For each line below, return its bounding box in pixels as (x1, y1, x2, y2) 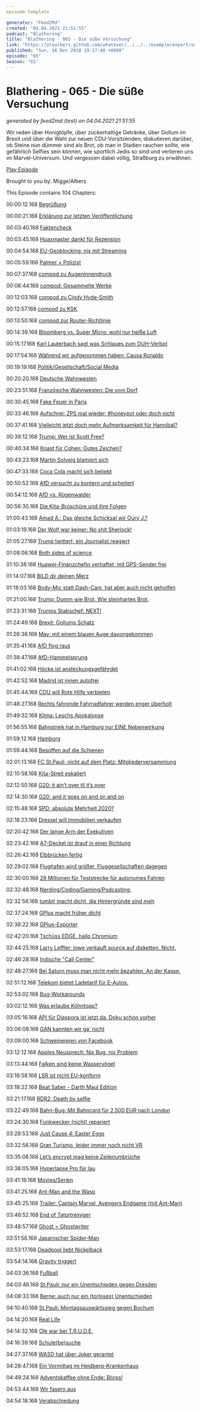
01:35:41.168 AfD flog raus (6, 642, 71, 649)
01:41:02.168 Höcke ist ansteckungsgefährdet (6, 665, 118, 672)
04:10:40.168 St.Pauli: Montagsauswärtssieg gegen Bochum (6, 1304, 154, 1311)
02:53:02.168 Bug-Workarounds (6, 990, 85, 998)
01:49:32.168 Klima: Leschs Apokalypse (6, 712, 104, 719)
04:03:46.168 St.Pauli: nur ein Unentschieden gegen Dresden (6, 1281, 157, 1288)
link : (6, 42, 20, 48)
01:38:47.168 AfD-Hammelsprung (6, 653, 88, 661)
